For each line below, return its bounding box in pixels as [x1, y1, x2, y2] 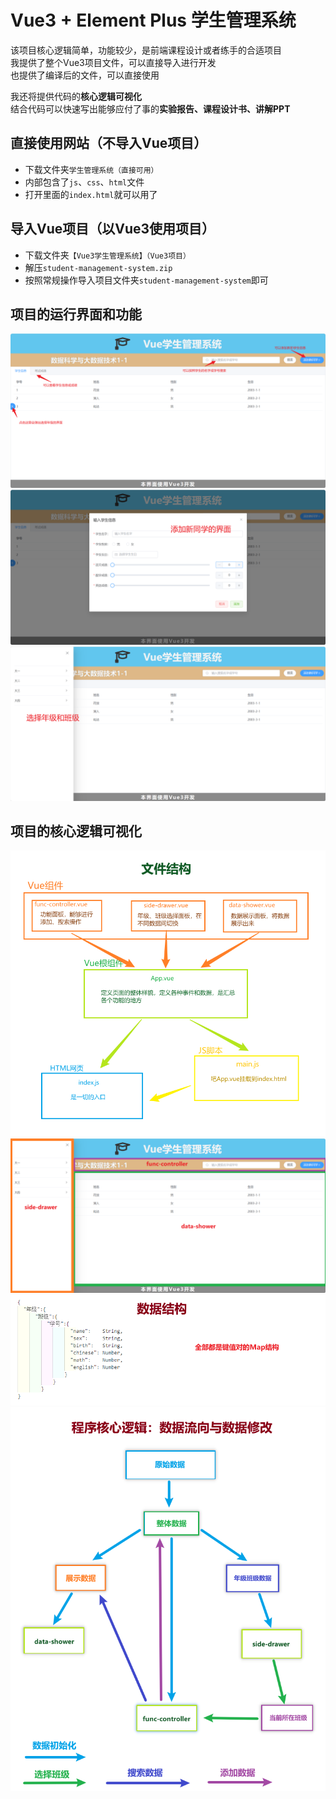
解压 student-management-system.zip [24, 261, 173, 273]
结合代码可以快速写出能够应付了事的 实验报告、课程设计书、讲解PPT [10, 102, 291, 115]
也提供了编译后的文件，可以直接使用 [10, 69, 160, 81]
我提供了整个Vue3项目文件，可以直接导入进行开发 [10, 56, 217, 68]
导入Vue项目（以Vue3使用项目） [10, 221, 216, 238]
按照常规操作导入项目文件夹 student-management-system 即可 [24, 274, 269, 286]
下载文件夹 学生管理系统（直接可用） [24, 163, 159, 175]
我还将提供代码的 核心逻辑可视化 [10, 90, 142, 102]
